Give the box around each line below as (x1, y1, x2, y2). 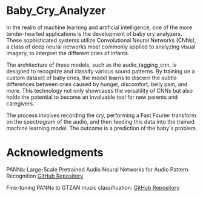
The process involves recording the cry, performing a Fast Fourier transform (6, 112, 197, 119)
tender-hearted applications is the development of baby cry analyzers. (6, 30, 183, 37)
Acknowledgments (6, 146, 104, 159)
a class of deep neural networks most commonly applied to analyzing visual (6, 43, 196, 50)
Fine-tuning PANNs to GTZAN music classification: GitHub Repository (6, 184, 180, 191)
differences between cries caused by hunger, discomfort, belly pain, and (6, 80, 188, 88)
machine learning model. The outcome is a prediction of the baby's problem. (6, 124, 198, 132)
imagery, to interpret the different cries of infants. (6, 49, 130, 56)
